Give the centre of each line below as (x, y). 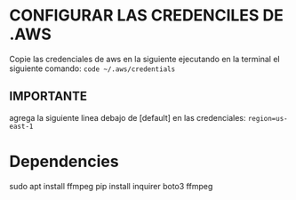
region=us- (268, 118)
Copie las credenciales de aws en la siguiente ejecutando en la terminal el (144, 59)
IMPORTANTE (48, 96)
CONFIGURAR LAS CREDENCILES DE (147, 16)
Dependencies (64, 161)
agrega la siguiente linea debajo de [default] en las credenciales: (128, 117)
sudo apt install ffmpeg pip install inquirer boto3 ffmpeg (111, 186)
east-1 (21, 126)
